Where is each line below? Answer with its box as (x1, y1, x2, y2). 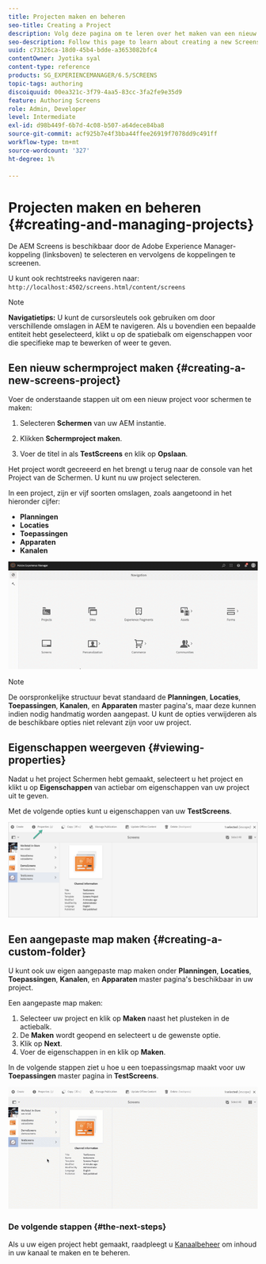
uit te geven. (8, 791, 49, 801)
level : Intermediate (8, 113, 77, 121)
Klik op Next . (19, 1039, 63, 1048)
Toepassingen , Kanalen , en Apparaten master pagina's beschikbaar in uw (8, 975, 253, 984)
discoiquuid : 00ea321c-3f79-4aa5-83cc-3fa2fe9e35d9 (8, 88, 182, 96)
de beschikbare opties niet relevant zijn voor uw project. (8, 718, 192, 727)
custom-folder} (8, 944, 87, 959)
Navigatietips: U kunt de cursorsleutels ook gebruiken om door (8, 313, 215, 323)
